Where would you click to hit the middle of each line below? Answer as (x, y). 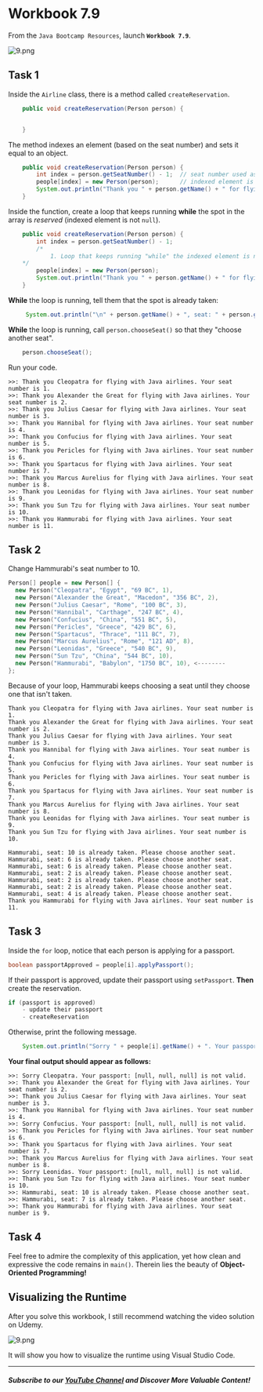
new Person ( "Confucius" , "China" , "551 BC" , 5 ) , (96, 619)
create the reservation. (45, 988)
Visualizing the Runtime (68, 1297)
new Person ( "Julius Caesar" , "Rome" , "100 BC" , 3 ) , (101, 605)
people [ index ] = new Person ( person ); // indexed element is (145, 182)
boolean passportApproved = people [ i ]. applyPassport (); (101, 965)
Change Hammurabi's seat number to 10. (74, 569)
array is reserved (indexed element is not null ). (84, 220)
